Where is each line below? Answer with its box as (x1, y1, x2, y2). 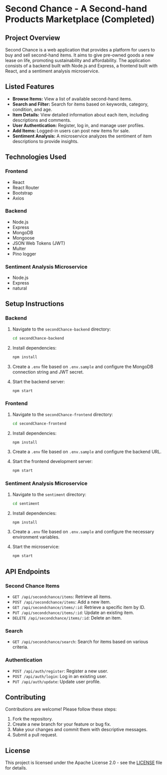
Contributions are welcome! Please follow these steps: (5, 706, 117, 712)
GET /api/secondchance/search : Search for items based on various (12, 638, 149, 645)
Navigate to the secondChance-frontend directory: (12, 411, 113, 417)
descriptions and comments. (12, 117, 71, 123)
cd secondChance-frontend (12, 421, 66, 426)
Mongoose (12, 234, 35, 240)
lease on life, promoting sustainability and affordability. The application (5, 57, 151, 63)
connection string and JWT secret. (12, 368, 84, 375)
